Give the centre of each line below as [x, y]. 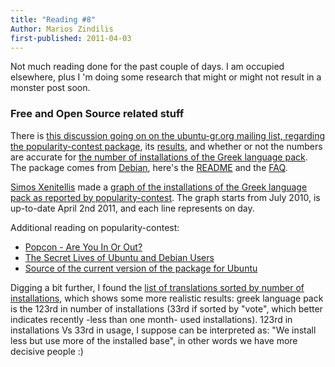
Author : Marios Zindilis [62, 29]
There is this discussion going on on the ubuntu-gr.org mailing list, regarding [168, 135]
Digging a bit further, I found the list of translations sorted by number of [157, 287]
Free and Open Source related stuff [97, 114]
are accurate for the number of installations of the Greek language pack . [159, 157]
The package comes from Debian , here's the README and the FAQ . [149, 167]
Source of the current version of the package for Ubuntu [141, 268]
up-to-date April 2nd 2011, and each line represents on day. [132, 208]
